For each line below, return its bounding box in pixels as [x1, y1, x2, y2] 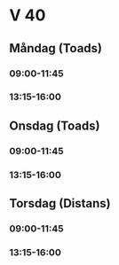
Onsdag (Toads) [9, 118, 100, 133]
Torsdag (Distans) [9, 196, 111, 211]
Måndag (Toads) [9, 41, 102, 56]
